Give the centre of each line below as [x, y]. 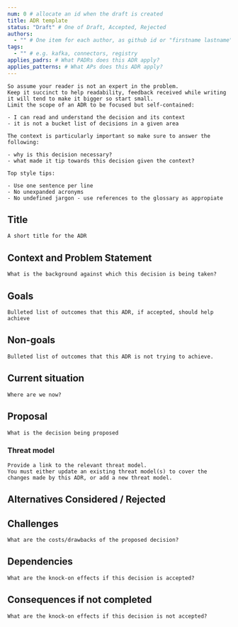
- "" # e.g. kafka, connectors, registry [76, 54]
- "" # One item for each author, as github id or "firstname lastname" [123, 40]
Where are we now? [34, 395]
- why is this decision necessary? [60, 154]
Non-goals [31, 340]
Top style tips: [31, 173]
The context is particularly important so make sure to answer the [109, 136]
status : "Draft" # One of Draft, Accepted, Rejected [87, 27]
